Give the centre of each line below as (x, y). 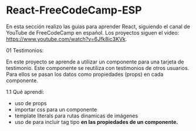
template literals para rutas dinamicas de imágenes (76, 116)
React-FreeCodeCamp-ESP (74, 10)
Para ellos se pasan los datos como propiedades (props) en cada (85, 74)
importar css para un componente (56, 109)
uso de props (31, 103)
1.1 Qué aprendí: (25, 92)
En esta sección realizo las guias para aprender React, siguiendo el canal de (98, 26)
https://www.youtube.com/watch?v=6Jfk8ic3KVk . (67, 39)
